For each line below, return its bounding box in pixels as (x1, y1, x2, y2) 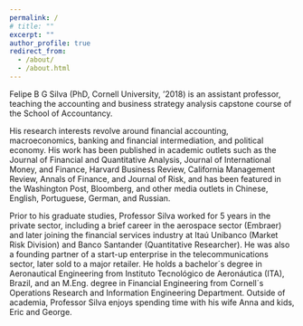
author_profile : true (9, 38, 91, 48)
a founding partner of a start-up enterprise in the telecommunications (9, 248, 269, 259)
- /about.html (17, 64, 71, 73)
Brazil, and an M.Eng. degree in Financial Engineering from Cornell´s (9, 277, 264, 288)
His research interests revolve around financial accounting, (9, 125, 229, 136)
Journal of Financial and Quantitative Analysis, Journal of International (9, 154, 271, 165)
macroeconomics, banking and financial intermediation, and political (9, 135, 264, 146)
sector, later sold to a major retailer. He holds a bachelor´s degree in (9, 258, 262, 269)
